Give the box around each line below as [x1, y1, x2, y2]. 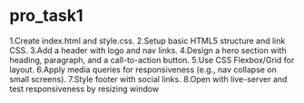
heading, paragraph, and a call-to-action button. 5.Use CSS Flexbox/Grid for [9, 54, 295, 65]
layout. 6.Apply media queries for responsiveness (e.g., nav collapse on [9, 64, 277, 75]
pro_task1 [9, 5, 83, 26]
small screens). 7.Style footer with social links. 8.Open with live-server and [9, 73, 288, 84]
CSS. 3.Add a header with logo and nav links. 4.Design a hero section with [9, 44, 288, 55]
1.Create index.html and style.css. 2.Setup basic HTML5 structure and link [9, 35, 286, 46]
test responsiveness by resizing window [9, 83, 160, 94]
